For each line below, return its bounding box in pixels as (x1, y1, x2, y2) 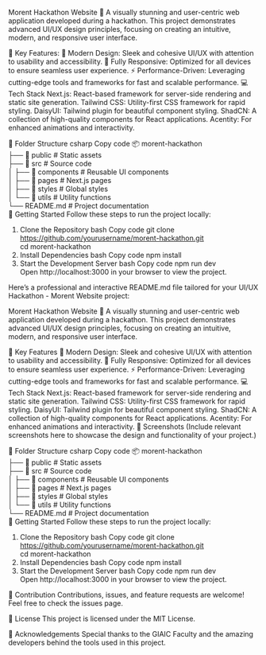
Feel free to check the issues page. (8, 598, 123, 608)
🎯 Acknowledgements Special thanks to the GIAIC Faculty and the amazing (8, 630, 254, 638)
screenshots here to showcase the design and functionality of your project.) (8, 431, 256, 439)
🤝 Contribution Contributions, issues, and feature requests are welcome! (8, 590, 245, 599)
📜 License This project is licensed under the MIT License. (8, 614, 196, 623)
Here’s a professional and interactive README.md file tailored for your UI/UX (8, 283, 259, 292)
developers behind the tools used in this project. (8, 637, 167, 647)
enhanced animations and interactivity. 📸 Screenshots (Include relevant (8, 422, 241, 431)
